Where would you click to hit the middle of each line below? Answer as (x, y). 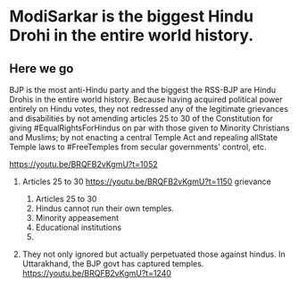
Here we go (42, 68)
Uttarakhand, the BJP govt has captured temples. (113, 264)
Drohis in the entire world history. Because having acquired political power (146, 99)
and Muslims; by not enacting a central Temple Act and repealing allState (144, 137)
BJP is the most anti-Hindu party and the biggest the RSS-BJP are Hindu (143, 90)
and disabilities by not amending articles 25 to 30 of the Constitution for (141, 118)
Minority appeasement (77, 218)
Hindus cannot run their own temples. (104, 208)
